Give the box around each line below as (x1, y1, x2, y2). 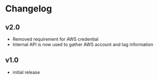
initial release (12, 69, 40, 75)
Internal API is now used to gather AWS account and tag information (12, 41, 153, 47)
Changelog (5, 3, 52, 14)
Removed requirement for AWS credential (12, 36, 99, 42)
